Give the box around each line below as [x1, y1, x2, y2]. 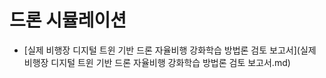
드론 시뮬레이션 [9, 9, 127, 32]
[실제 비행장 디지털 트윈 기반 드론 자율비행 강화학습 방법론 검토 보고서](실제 [23, 44, 317, 56]
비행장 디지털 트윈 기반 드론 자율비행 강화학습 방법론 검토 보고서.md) [23, 56, 291, 68]
